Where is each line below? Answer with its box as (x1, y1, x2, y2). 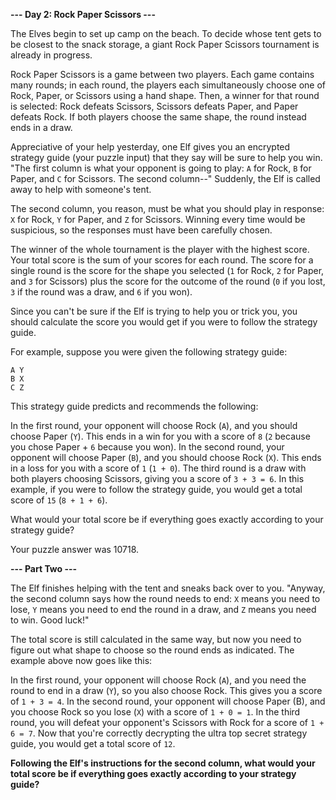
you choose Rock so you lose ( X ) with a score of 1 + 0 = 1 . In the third (10, 706, 301, 718)
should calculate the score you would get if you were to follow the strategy (10, 316, 318, 328)
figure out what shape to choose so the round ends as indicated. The (10, 644, 295, 656)
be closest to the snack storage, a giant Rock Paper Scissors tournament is (10, 39, 320, 50)
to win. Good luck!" (10, 614, 90, 626)
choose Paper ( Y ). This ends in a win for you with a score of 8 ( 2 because (10, 430, 311, 442)
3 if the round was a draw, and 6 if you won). (10, 286, 193, 298)
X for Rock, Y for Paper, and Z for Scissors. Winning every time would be (10, 214, 306, 225)
